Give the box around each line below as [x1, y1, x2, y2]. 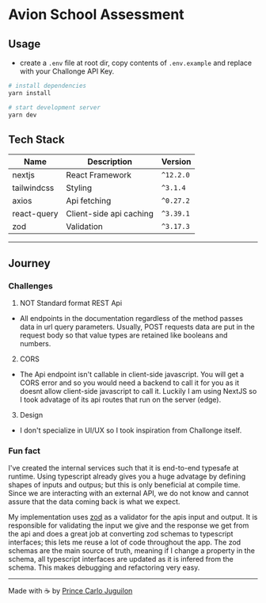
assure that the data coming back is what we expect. [8, 497, 180, 506]
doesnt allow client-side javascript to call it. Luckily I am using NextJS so [19, 387, 257, 395]
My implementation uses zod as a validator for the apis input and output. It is [8, 513, 258, 522]
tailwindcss [12, 182, 55, 193]
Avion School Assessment [8, 6, 184, 24]
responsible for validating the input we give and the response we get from [8, 521, 249, 530]
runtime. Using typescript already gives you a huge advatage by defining [8, 471, 246, 481]
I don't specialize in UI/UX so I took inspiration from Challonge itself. [19, 426, 242, 435]
